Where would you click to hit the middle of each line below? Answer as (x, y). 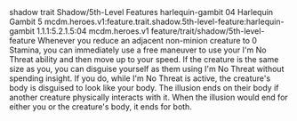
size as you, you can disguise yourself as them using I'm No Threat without (147, 69)
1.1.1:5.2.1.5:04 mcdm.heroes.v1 (93, 31)
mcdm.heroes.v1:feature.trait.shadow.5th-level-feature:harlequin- (164, 21)
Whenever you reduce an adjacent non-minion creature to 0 (147, 40)
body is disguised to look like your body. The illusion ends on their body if (144, 88)
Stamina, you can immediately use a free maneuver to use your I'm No (138, 50)
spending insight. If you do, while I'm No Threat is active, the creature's (140, 78)
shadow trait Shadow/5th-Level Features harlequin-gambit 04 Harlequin (141, 12)
